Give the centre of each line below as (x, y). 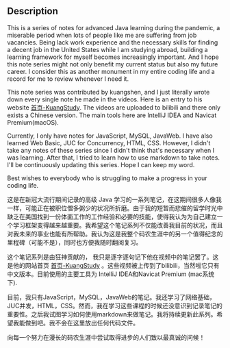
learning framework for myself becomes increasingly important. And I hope (113, 57)
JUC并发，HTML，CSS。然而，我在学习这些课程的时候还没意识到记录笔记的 (115, 306)
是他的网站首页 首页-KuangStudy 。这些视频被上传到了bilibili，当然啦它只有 (114, 265)
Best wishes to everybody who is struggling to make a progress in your (107, 178)
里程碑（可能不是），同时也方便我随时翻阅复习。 (75, 242)
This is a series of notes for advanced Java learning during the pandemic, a (114, 27)
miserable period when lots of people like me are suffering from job (102, 35)
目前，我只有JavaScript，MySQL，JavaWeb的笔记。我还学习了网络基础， (111, 297)
